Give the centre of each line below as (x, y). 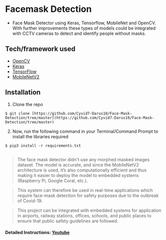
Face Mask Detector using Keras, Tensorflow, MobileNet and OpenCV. (84, 23)
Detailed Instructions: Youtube (38, 232)
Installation (23, 92)
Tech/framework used (40, 49)
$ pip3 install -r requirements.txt (43, 146)
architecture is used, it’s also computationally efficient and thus (82, 170)
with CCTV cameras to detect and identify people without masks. (79, 33)
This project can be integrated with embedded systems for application (89, 210)
